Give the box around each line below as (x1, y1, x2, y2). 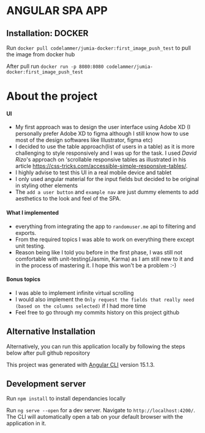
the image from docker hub (6, 51, 75, 58)
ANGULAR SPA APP (6, 4, 108, 18)
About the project (6, 89, 98, 103)
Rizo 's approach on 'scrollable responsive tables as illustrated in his (15, 156, 187, 163)
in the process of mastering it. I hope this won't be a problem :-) (15, 261, 176, 269)
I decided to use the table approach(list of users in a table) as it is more (15, 143, 195, 150)
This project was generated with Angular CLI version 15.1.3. (6, 361, 155, 368)
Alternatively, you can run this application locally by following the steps (6, 342, 185, 350)
